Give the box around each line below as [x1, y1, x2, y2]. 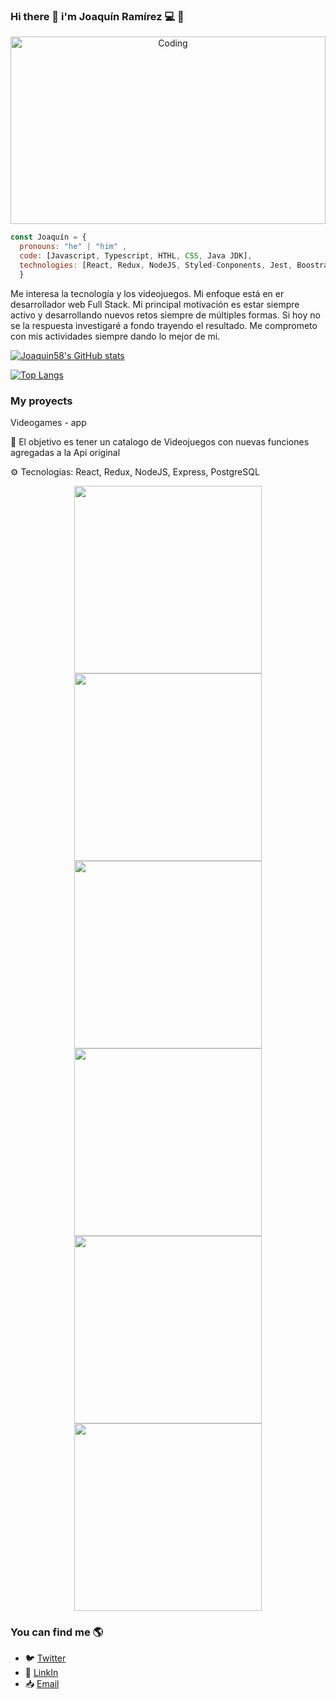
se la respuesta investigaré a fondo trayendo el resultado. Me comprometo [10, 319, 318, 331]
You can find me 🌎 [10, 1625, 104, 1639]
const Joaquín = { [10, 232, 87, 243]
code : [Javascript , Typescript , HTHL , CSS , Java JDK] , [19, 251, 253, 261]
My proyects [10, 394, 73, 408]
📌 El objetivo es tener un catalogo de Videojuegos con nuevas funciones [10, 435, 310, 448]
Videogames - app [10, 416, 87, 428]
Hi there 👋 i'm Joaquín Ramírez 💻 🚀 [10, 9, 185, 23]
